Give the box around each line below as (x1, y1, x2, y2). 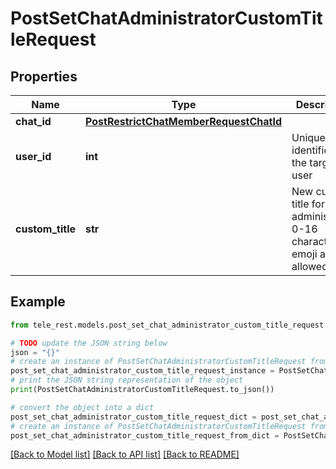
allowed (291, 260, 328, 273)
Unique (291, 131, 326, 144)
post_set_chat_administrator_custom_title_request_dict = (10, 412, 257, 422)
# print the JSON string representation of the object (10, 375, 244, 386)
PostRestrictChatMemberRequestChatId (85, 115, 283, 128)
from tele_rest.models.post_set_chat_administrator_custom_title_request (10, 320, 325, 330)
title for (291, 197, 325, 211)
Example (10, 293, 66, 311)
